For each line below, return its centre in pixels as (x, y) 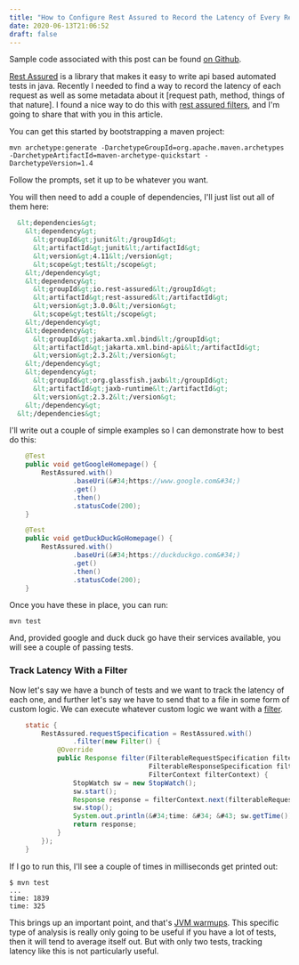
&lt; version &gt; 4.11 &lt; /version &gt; (103, 256)
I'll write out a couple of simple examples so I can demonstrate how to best (147, 430)
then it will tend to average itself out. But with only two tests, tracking (136, 941)
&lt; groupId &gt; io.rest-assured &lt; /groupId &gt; (125, 289)
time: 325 (28, 906)
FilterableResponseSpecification (210, 766)
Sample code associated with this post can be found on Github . (125, 60)
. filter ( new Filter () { (117, 742)
